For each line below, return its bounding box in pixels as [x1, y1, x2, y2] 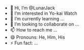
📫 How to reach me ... [10, 27, 58, 33]
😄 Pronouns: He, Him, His [10, 34, 65, 40]
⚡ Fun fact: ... [10, 40, 38, 46]
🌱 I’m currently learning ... [10, 16, 65, 21]
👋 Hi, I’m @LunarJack [10, 5, 55, 11]
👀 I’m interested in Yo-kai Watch [10, 10, 77, 16]
